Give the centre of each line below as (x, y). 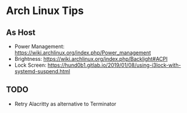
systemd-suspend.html (42, 71)
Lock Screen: (30, 65)
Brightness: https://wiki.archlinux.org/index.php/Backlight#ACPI (91, 59)
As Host (21, 32)
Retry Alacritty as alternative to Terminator (65, 104)
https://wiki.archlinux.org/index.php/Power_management (83, 53)
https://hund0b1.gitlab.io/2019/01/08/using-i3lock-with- (114, 65)
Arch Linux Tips (45, 11)
